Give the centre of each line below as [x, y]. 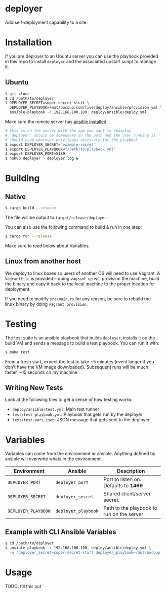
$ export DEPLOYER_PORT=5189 [35, 154]
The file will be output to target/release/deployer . [56, 218]
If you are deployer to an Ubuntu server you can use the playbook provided [82, 56]
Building [22, 178]
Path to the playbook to [130, 508]
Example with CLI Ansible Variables [61, 532]
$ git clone [17, 94]
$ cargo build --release [31, 208]
